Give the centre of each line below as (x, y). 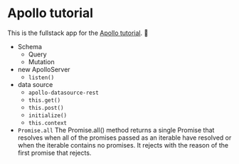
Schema (30, 46)
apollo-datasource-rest (64, 93)
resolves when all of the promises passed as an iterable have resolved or (124, 138)
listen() (41, 77)
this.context (48, 123)
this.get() (44, 100)
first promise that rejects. (54, 153)
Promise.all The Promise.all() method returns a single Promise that (116, 130)
